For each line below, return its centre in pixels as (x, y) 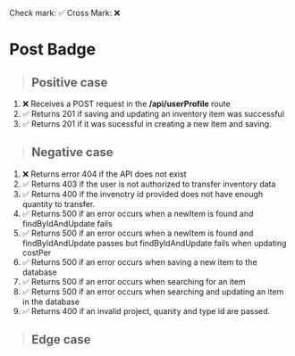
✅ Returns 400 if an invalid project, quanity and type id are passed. (146, 310)
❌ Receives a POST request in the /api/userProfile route (126, 103)
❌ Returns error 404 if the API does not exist (104, 174)
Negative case (72, 152)
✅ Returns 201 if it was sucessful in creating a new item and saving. (147, 124)
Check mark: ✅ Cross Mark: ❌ (65, 13)
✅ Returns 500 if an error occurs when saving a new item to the (139, 261)
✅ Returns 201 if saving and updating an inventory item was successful (153, 114)
